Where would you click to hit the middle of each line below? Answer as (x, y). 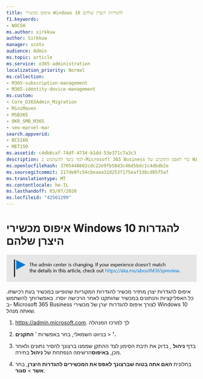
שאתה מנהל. (21, 311)
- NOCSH (16, 25)
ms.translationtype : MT (36, 178)
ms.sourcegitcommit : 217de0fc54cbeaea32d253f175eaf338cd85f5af (88, 172)
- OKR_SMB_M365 (25, 121)
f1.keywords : (23, 19)
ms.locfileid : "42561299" (39, 198)
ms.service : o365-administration (48, 63)
